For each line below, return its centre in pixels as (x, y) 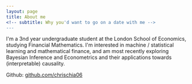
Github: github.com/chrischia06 (44, 75)
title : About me (26, 17)
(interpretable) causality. (36, 64)
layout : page (22, 11)
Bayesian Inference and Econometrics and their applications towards (89, 57)
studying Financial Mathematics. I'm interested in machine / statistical (90, 45)
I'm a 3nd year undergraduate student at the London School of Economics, (96, 39)
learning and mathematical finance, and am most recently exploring (88, 51)
